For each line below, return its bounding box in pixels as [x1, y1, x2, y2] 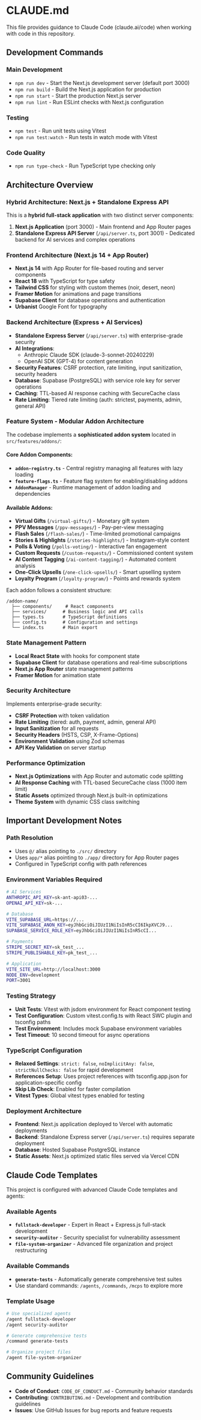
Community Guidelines [6, 1371, 94, 1381]
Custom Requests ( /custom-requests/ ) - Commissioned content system [14, 549, 194, 557]
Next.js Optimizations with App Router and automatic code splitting [14, 772, 184, 780]
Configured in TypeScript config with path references [14, 860, 147, 868]
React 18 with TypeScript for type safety [14, 278, 115, 285]
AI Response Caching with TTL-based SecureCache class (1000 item [14, 779, 187, 786]
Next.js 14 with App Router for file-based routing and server [14, 264, 164, 272]
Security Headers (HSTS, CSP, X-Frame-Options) [14, 731, 139, 738]
